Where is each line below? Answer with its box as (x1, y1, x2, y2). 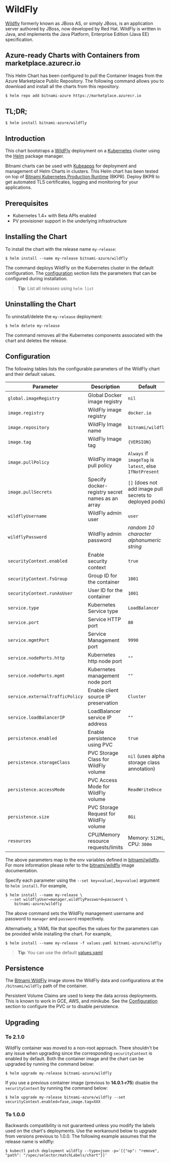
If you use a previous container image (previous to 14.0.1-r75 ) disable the (5, 1080, 158, 1086)
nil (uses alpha (127, 752, 165, 759)
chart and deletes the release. (5, 337, 68, 343)
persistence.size (8, 814, 50, 820)
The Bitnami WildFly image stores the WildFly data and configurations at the (5, 978, 163, 984)
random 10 (127, 524, 155, 531)
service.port (8, 619, 39, 625)
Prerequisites (5, 199, 49, 208)
